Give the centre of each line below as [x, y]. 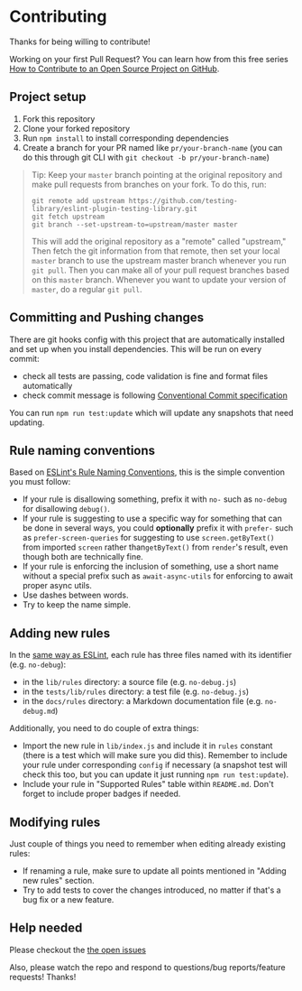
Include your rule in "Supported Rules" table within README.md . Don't [148, 784]
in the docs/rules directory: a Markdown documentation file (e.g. [142, 701]
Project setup [48, 97]
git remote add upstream [78, 200]
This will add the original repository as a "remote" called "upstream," [159, 241]
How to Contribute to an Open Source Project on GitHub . [114, 69]
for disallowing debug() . [66, 509]
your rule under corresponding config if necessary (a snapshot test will [155, 765]
